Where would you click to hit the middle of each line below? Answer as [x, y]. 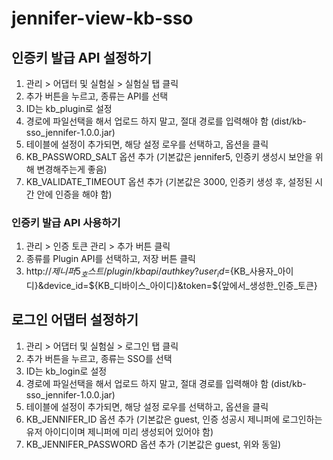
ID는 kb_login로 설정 [66, 371]
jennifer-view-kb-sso [102, 18]
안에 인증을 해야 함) [74, 194]
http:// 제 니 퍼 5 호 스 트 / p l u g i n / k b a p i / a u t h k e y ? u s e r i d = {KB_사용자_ [151, 272]
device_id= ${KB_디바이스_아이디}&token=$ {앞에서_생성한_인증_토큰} [180, 286]
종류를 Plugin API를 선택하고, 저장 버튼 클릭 [110, 259]
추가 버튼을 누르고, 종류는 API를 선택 [97, 96]
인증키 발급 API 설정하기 [81, 57]
